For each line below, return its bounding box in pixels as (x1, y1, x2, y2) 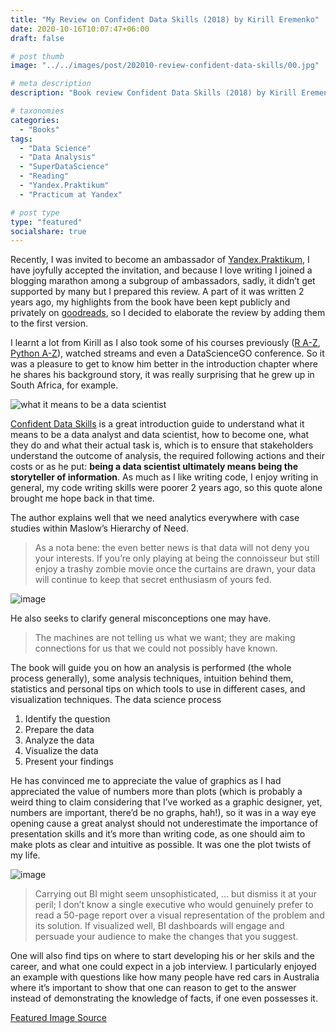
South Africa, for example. (10, 379, 119, 391)
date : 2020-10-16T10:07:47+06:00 (10, 24, 150, 34)
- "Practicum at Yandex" (19, 189, 123, 200)
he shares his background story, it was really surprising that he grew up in (10, 369, 315, 381)
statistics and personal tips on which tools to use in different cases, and (10, 683, 306, 695)
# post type (10, 207, 60, 218)
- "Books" (19, 124, 60, 135)
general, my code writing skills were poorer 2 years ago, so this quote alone (10, 482, 323, 494)
